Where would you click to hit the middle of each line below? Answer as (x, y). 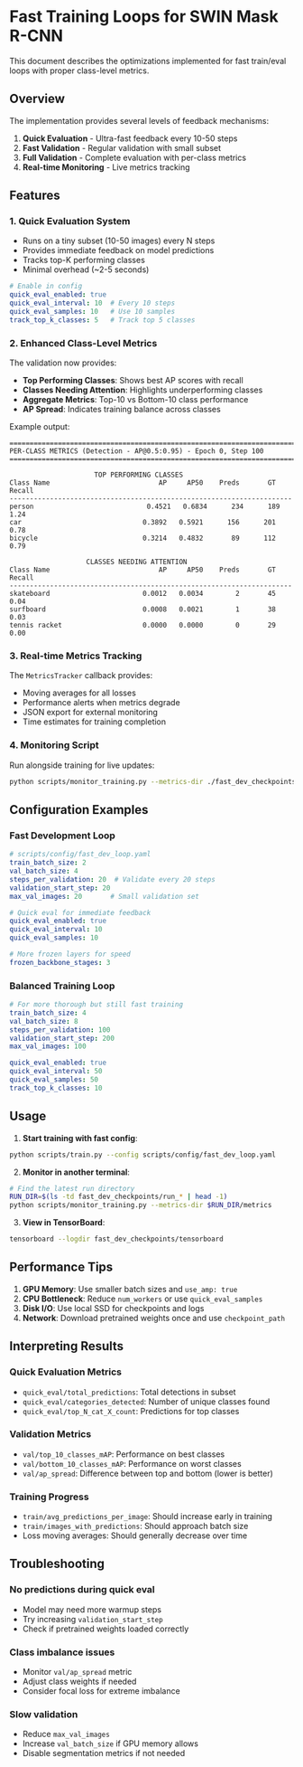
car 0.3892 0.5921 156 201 (143, 523)
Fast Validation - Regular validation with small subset (122, 147)
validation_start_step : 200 (62, 1038)
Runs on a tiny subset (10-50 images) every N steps (119, 241)
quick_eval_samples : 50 (54, 1080)
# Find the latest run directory (72, 1188)
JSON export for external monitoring (90, 713)
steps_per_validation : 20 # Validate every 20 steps (113, 879)
